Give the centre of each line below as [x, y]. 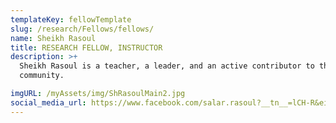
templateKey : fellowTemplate [71, 19]
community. [42, 76]
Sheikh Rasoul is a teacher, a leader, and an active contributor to [167, 66]
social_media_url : [48, 102]
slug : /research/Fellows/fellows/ [82, 29]
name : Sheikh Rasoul [53, 38]
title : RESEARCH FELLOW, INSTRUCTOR [86, 47]
